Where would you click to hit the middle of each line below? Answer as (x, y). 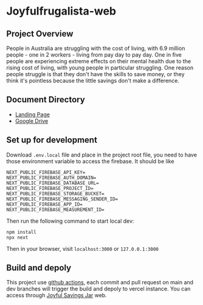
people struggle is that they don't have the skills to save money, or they (95, 74)
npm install (21, 232)
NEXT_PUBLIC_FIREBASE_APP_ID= (45, 204)
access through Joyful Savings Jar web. (57, 295)
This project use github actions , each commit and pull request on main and (100, 282)
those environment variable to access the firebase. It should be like (90, 161)
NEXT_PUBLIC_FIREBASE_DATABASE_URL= (53, 183)
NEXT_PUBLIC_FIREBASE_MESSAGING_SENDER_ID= (62, 199)
